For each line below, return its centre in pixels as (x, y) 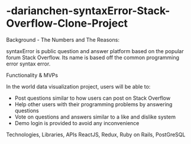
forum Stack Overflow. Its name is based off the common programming (93, 57)
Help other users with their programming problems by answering (93, 104)
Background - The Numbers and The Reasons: (63, 40)
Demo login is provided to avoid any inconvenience (77, 123)
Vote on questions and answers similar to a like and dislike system (95, 117)
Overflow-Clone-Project (67, 23)
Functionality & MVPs (32, 75)
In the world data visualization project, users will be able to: (78, 86)
